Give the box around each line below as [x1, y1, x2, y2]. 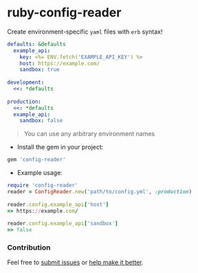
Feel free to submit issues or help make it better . [7, 259, 144, 267]
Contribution [7, 243, 51, 252]
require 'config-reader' [7, 182, 78, 189]
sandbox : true [19, 67, 60, 73]
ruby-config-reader [7, 5, 122, 21]
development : [7, 79, 45, 86]
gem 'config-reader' [7, 156, 67, 163]
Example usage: [16, 169, 63, 177]
